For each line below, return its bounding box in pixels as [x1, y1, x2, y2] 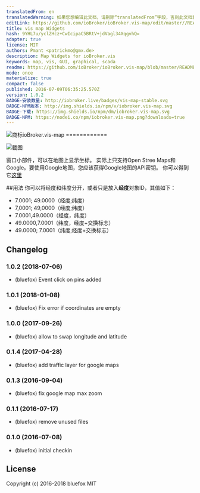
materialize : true [6, 75, 52, 81]
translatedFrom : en [6, 8, 55, 15]
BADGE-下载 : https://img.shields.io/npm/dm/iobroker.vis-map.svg [6, 109, 170, 115]
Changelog [6, 244, 48, 254]
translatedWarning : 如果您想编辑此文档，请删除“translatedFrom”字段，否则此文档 [6, 14, 193, 20]
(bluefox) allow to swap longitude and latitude [14, 332, 127, 340]
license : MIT [6, 42, 39, 48]
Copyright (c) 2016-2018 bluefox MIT [6, 480, 97, 487]
